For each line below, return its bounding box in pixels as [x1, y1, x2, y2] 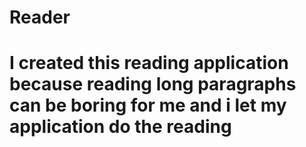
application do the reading [9, 116, 232, 138]
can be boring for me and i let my [9, 94, 287, 117]
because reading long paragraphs [9, 73, 297, 96]
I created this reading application [9, 52, 289, 75]
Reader [9, 6, 71, 29]
